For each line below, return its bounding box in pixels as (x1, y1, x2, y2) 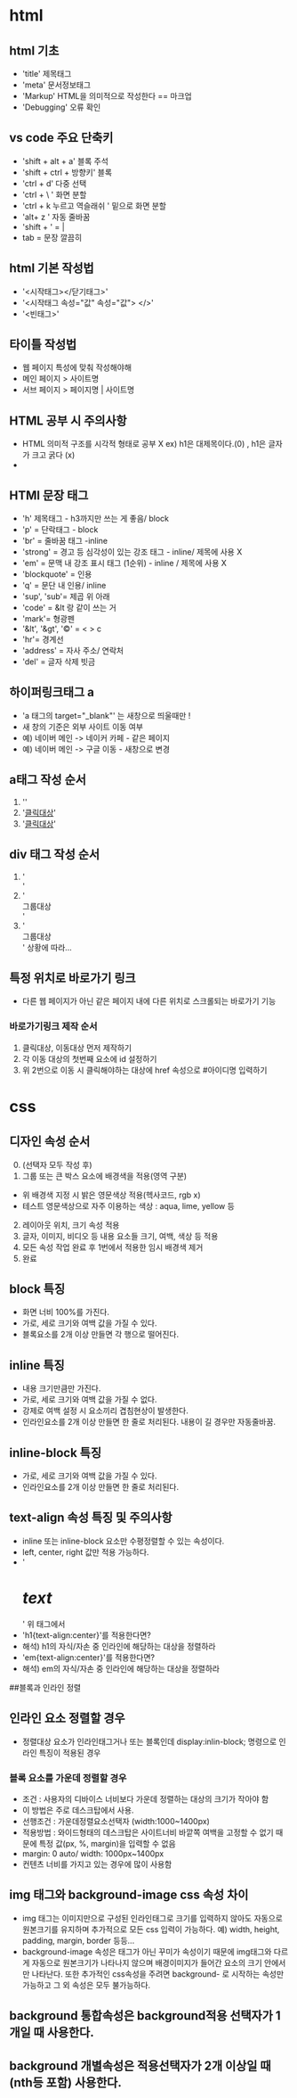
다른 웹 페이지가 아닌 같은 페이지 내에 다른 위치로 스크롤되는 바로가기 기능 (21, 996, 277, 1007)
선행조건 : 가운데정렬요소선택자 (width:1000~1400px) (21, 1815, 211, 1826)
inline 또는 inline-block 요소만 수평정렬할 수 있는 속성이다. (21, 1535, 225, 1546)
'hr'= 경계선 (21, 634, 64, 645)
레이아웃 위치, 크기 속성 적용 (21, 1219, 120, 1230)
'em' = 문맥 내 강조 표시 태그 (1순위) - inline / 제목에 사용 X (21, 558, 227, 569)
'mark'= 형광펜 (21, 613, 76, 624)
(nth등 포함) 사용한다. (9, 2075, 122, 2090)
